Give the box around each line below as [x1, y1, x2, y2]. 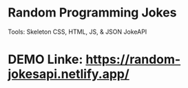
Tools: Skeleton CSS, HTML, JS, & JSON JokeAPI [8, 27, 147, 36]
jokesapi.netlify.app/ [8, 67, 129, 82]
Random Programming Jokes [8, 5, 177, 21]
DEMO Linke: [8, 52, 83, 67]
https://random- [85, 52, 181, 67]
